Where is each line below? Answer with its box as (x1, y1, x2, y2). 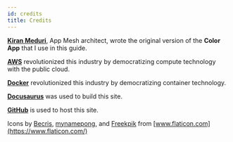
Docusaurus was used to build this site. (7, 92, 123, 101)
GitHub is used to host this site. (7, 105, 99, 114)
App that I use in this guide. (7, 44, 87, 52)
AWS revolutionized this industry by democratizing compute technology (7, 57, 216, 65)
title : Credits (7, 17, 52, 24)
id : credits (7, 10, 42, 18)
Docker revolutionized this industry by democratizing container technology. (7, 78, 227, 86)
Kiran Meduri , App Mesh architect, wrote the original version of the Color (7, 36, 220, 44)
